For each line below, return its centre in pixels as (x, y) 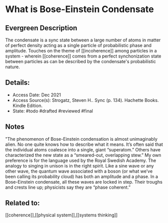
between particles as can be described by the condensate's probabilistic (80, 61)
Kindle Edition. (27, 105)
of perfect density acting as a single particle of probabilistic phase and (78, 45)
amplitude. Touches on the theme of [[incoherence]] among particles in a (81, 51)
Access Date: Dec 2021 (37, 95)
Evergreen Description (41, 28)
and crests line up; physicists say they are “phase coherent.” (68, 187)
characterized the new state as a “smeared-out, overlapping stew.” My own (83, 155)
